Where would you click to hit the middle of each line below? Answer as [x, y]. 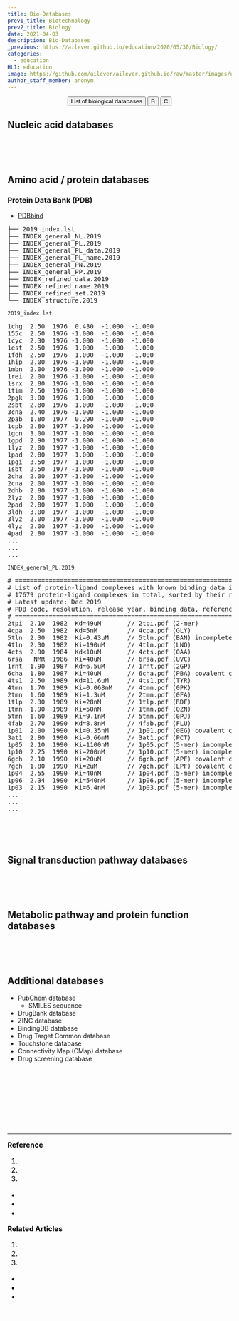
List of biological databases [106, 102]
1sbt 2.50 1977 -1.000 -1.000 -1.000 [81, 469]
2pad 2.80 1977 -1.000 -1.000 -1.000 [81, 505]
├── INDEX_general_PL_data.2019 [64, 250]
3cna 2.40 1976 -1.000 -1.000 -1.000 [81, 412]
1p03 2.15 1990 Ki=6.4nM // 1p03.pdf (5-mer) [103, 787]
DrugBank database [47, 1013]
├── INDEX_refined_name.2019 [58, 286]
